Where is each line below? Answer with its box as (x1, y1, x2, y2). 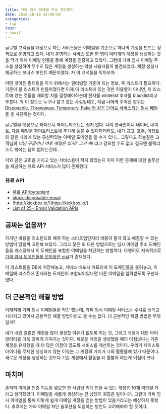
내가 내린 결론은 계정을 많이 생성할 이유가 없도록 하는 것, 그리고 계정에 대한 (5, 330, 149, 335)
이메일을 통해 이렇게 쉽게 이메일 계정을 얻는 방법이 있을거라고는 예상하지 (10, 397, 150, 403)
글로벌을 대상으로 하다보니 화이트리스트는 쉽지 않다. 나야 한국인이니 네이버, (5, 122, 150, 127)
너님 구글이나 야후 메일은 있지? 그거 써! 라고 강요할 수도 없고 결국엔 (18, 140, 147, 146)
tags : (5, 26, 16, 31)
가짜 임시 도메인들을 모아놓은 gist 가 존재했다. (5, 254, 92, 260)
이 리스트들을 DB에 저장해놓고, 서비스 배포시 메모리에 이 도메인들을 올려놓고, (5, 264, 153, 270)
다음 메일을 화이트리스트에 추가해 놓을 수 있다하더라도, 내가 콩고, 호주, (11, 128, 146, 134)
